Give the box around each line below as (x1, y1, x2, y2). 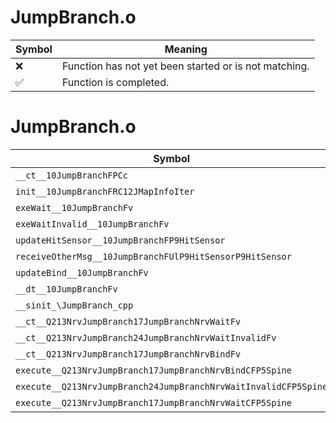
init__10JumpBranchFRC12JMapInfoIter (15, 186, 195, 197)
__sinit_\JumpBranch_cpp (15, 299, 134, 311)
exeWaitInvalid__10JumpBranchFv (15, 218, 170, 230)
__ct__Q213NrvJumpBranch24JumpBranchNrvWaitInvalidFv (15, 332, 277, 343)
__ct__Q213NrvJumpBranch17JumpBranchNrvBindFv (15, 348, 242, 360)
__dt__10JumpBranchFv (15, 283, 118, 295)
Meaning (164, 42, 208, 56)
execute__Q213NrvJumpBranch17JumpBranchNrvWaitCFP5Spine (15, 397, 292, 408)
